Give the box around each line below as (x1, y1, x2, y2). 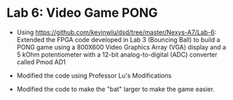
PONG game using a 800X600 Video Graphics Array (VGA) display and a (16, 43, 227, 51)
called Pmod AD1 (16, 57, 66, 66)
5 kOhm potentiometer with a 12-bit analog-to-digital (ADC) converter (16, 50, 218, 59)
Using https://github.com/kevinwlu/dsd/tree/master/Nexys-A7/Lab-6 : (16, 28, 217, 36)
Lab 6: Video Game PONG (6, 5, 158, 21)
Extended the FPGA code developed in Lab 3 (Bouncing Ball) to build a (16, 35, 220, 43)
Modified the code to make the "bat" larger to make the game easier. (16, 85, 215, 93)
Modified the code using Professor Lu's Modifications (16, 71, 172, 80)
